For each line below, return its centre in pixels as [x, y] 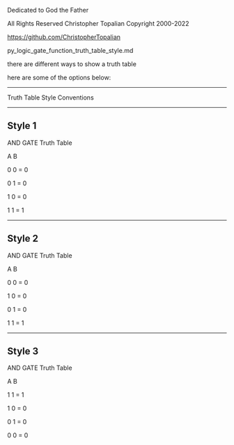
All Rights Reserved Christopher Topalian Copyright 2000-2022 [98, 23]
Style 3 [23, 351]
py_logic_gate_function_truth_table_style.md [70, 50]
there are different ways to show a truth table [72, 64]
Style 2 [23, 239]
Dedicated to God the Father [48, 10]
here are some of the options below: [59, 77]
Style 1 [22, 126]
